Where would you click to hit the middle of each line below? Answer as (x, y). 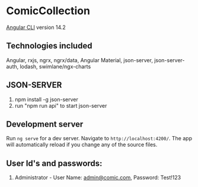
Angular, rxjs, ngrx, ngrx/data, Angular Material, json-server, (79, 60)
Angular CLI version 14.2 (36, 27)
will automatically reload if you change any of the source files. (82, 145)
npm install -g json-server (47, 99)
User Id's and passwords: (54, 163)
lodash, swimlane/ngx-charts (55, 66)
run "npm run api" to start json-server (61, 105)
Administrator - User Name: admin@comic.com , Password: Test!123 (98, 178)
